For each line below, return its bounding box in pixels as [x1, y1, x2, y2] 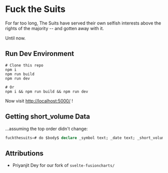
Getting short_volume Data [5, 112, 90, 121]
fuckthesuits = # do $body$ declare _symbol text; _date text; [5, 135, 135, 140]
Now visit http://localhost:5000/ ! [5, 97, 73, 103]
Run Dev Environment [5, 49, 74, 58]
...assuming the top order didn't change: [5, 125, 88, 131]
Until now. [5, 35, 26, 41]
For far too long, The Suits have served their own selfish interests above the [5, 20, 161, 26]
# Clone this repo [5, 62, 43, 68]
